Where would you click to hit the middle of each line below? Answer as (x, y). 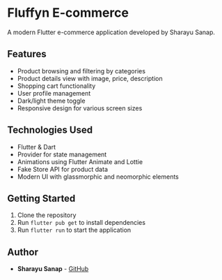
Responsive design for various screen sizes (80, 108)
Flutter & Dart (37, 147)
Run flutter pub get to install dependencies (81, 223)
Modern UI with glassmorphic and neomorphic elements (98, 177)
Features (27, 54)
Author (23, 252)
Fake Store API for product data (62, 169)
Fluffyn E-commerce (68, 13)
